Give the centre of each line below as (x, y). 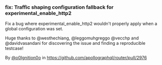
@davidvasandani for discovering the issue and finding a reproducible (75, 43)
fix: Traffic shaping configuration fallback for (59, 7)
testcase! (14, 48)
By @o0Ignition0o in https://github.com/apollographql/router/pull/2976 (76, 58)
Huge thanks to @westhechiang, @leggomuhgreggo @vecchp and (72, 38)
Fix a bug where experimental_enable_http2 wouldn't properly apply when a (81, 24)
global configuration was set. (34, 29)
